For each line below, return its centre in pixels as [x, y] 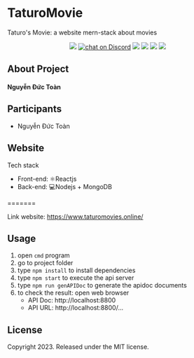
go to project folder [45, 263]
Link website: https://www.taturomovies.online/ [75, 217]
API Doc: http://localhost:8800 [72, 300]
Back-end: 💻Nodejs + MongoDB [64, 186]
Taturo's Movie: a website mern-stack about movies [82, 32]
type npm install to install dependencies [76, 270]
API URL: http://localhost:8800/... [76, 308]
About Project [38, 69]
